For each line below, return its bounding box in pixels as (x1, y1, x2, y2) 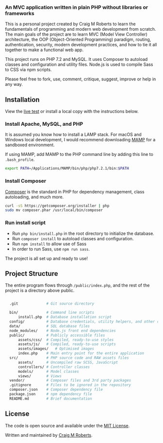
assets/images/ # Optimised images (17, 347, 95, 351)
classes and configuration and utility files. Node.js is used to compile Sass (5, 61, 153, 67)
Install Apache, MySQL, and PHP (5, 121, 83, 128)
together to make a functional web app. (5, 47, 84, 53)
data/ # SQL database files (9, 324, 90, 328)
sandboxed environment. (5, 142, 55, 148)
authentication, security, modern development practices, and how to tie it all (5, 42, 157, 48)
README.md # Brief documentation (9, 396, 92, 401)
